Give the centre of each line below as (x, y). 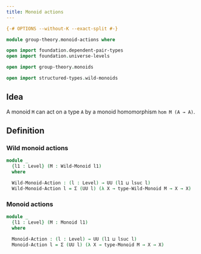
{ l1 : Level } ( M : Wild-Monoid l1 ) (57, 166)
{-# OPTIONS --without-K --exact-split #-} (62, 29)
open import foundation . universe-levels (58, 56)
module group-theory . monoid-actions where (61, 39)
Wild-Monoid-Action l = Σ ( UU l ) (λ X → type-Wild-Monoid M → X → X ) (101, 188)
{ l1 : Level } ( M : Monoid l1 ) (50, 222)
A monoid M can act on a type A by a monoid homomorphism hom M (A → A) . (101, 112)
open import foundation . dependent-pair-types (65, 50)
